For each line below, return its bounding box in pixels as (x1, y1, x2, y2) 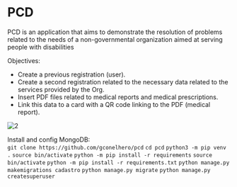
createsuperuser (7, 173, 55, 180)
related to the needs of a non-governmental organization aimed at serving (7, 35, 223, 43)
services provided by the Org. (17, 85, 105, 93)
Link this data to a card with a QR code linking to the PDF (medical (17, 100, 211, 108)
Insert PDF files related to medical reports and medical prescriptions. (17, 93, 219, 101)
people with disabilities (7, 42, 74, 51)
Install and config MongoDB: (7, 135, 91, 144)
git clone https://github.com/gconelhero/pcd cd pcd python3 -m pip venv (7, 144, 226, 151)
